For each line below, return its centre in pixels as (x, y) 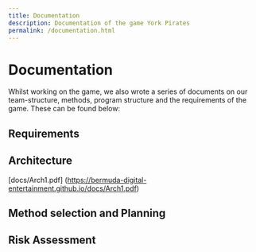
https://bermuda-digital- (107, 180)
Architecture (41, 161)
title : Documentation (44, 16)
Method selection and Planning (87, 213)
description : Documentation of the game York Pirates (99, 23)
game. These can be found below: (64, 109)
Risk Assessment (52, 240)
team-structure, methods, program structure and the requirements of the (128, 100)
